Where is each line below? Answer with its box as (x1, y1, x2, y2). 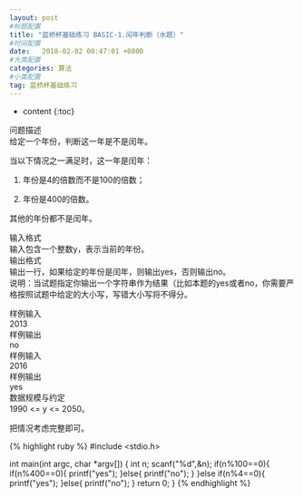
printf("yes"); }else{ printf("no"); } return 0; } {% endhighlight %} (9, 477, 251, 488)
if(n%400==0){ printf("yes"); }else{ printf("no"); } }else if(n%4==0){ (9, 468, 266, 479)
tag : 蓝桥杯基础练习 (9, 81, 78, 90)
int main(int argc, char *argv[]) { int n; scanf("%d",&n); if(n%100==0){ (9, 458, 270, 469)
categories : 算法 (9, 64, 73, 73)
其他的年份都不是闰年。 (9, 212, 97, 223)
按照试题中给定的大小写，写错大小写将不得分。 (16, 288, 192, 299)
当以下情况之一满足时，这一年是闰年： (9, 155, 152, 166)
